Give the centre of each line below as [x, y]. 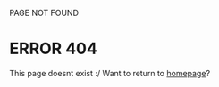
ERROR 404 [54, 49]
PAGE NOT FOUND [44, 13]
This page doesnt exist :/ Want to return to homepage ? [110, 73]
